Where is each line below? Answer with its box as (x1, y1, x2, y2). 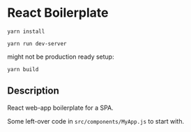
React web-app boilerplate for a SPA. (7, 103, 114, 112)
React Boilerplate (7, 5, 109, 21)
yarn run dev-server (7, 40, 68, 47)
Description (7, 85, 59, 97)
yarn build (7, 66, 39, 73)
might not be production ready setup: (7, 52, 114, 61)
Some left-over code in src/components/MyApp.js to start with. (7, 117, 185, 125)
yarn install (7, 28, 45, 35)
